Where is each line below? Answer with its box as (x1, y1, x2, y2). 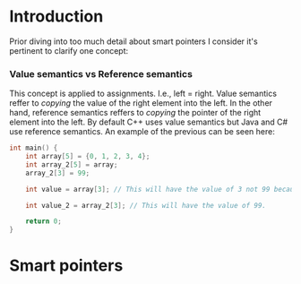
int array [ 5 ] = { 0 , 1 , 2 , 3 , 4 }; (25, 152, 150, 161)
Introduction (9, 6, 104, 27)
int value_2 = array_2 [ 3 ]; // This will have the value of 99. (25, 201, 267, 210)
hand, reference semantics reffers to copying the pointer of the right (9, 108, 262, 118)
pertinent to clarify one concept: (9, 45, 129, 56)
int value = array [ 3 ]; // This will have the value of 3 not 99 (25, 185, 271, 194)
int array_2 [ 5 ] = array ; (25, 159, 118, 169)
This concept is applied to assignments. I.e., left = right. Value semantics (9, 88, 278, 99)
